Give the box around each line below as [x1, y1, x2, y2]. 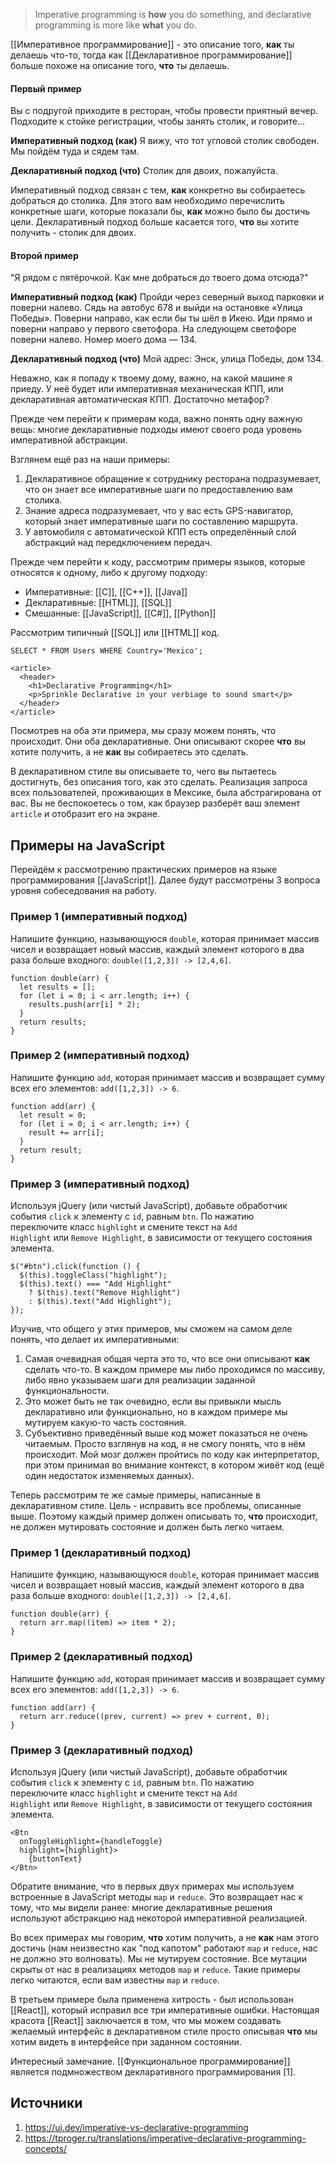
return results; [19, 1017, 87, 1027]
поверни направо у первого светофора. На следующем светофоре [10, 323, 297, 335]
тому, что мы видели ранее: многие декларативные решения [10, 1902, 273, 1913]
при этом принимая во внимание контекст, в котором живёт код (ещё [24, 1459, 325, 1471]
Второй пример [10, 249, 79, 261]
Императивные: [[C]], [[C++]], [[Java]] [24, 586, 188, 598]
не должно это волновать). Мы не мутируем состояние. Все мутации [10, 1953, 308, 1964]
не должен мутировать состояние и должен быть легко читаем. [10, 1521, 285, 1533]
